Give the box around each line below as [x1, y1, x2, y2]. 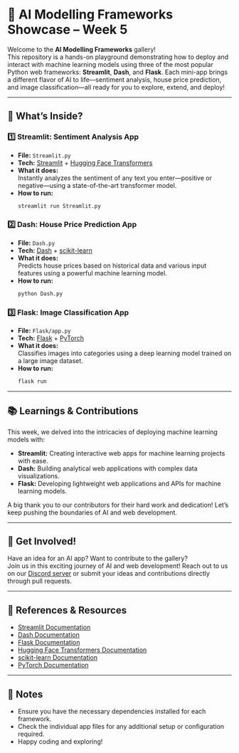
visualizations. [17, 471, 60, 480]
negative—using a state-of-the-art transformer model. [17, 181, 177, 189]
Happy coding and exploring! [17, 737, 103, 746]
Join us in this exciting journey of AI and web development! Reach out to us [7, 562, 228, 570]
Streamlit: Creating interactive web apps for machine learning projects [17, 448, 225, 458]
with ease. [17, 456, 48, 465]
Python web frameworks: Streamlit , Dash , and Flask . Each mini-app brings [7, 68, 228, 76]
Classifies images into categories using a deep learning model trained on [17, 349, 232, 357]
